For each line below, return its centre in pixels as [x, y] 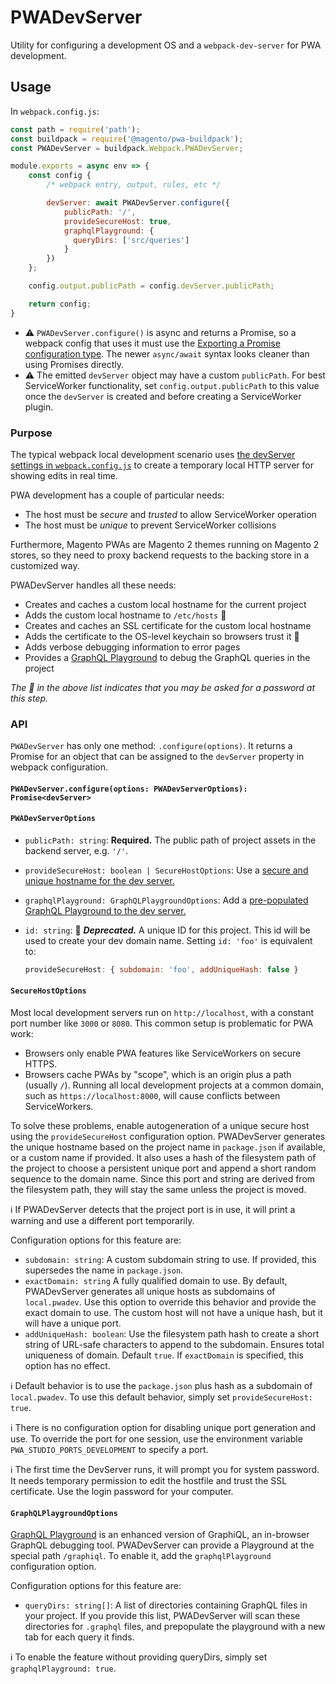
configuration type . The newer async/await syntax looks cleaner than [167, 353]
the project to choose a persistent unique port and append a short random [163, 1168]
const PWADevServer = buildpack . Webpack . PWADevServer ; [127, 148]
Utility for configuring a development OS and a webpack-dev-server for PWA [166, 45]
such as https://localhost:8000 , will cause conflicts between [152, 1096]
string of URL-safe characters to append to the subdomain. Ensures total [174, 1345]
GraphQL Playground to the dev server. [105, 911]
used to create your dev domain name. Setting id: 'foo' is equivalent [168, 941]
